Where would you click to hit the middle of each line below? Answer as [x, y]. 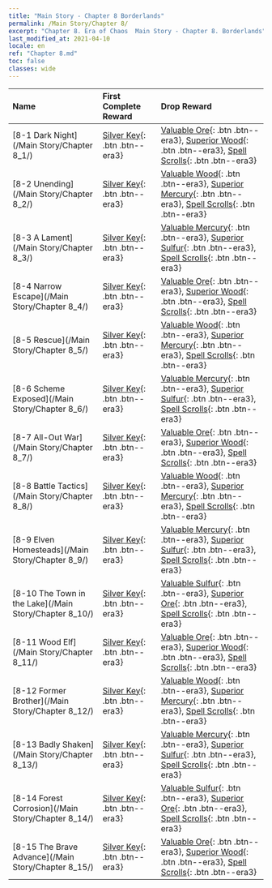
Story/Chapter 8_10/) [53, 613]
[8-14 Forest [38, 798]
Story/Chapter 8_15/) [53, 867]
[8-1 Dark [32, 135]
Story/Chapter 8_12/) [53, 710]
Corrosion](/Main [45, 808]
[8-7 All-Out [37, 437]
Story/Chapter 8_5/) [51, 350]
